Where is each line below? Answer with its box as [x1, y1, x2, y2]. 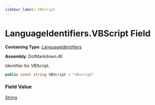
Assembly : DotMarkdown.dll [5, 53, 63, 59]
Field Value [5, 83, 32, 90]
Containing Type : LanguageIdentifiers [5, 44, 82, 50]
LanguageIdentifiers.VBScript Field [5, 28, 151, 39]
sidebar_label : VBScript [5, 7, 55, 12]
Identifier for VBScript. [5, 62, 50, 68]
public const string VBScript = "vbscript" [5, 72, 95, 77]
